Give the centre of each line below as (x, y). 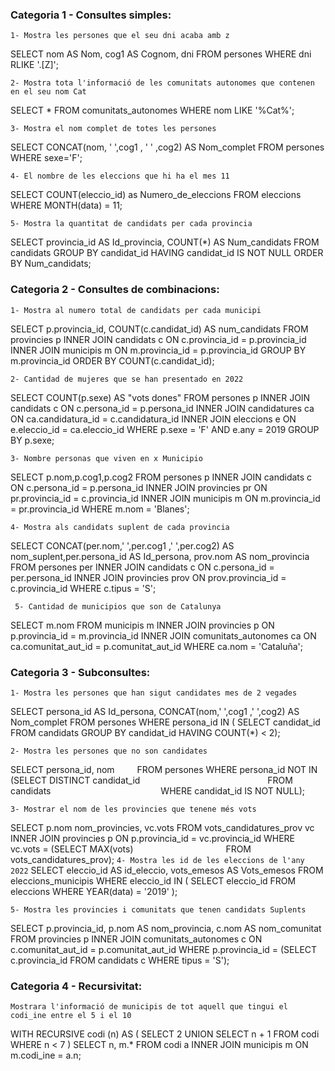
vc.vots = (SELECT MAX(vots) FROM (131, 849)
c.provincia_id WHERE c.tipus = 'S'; (83, 588)
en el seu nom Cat (48, 92)
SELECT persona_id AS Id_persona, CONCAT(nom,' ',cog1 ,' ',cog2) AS (155, 711)
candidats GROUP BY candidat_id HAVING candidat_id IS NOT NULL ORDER (167, 253)
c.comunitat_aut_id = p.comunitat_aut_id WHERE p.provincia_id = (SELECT (164, 949)
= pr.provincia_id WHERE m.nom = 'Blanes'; (100, 509)
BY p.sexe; (32, 440)
